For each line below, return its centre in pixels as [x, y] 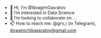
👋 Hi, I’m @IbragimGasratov [38, 8]
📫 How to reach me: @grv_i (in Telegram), [53, 23]
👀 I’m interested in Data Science [42, 13]
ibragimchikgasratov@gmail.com [43, 30]
